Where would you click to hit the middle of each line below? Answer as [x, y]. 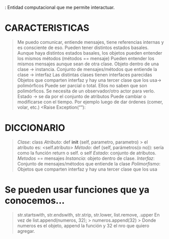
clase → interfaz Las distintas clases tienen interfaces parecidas [84, 75]
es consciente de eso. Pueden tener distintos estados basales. [83, 47]
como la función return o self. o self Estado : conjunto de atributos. [87, 153]
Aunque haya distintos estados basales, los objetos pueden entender [90, 53]
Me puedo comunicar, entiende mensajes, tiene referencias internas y [90, 42]
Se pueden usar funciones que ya [77, 190]
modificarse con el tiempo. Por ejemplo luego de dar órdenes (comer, [90, 102]
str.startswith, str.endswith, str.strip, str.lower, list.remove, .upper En [88, 214]
